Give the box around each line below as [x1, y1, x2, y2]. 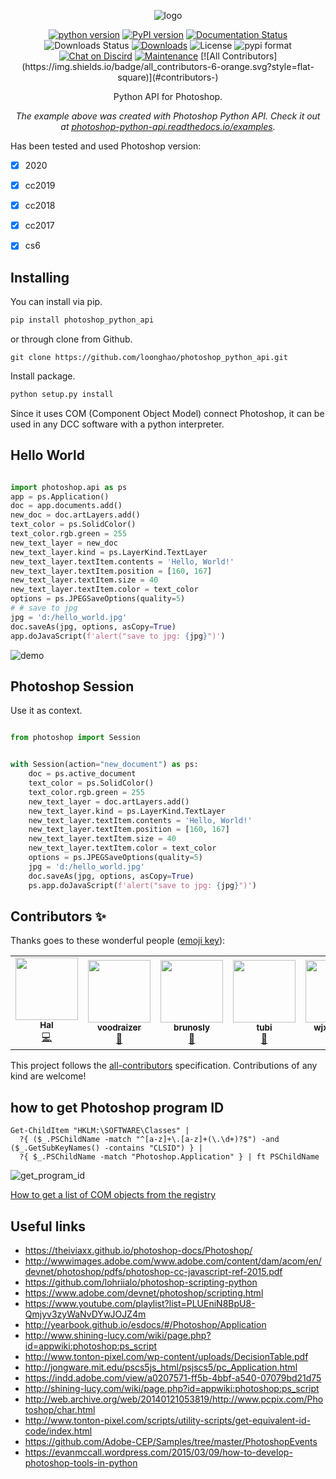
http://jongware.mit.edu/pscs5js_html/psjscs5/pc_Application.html [24, 1361, 298, 1373]
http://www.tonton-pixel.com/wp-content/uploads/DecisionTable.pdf [24, 1350, 309, 1362]
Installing [10, 269, 70, 286]
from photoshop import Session [10, 733, 141, 743]
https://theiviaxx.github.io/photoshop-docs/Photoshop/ [24, 1244, 253, 1256]
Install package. [10, 370, 76, 382]
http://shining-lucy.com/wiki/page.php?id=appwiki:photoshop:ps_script [24, 1382, 320, 1394]
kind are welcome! [10, 1070, 87, 1082]
